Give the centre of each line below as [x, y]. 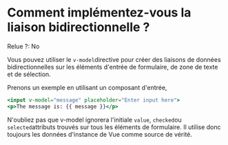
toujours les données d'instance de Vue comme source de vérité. [100, 134]
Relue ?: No [23, 46]
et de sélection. [29, 74]
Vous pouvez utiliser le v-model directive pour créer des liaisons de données [114, 59]
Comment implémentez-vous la [99, 13]
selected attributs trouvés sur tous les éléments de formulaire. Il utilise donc [114, 127]
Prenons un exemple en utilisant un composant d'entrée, [87, 87]
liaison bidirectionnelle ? [79, 27]
